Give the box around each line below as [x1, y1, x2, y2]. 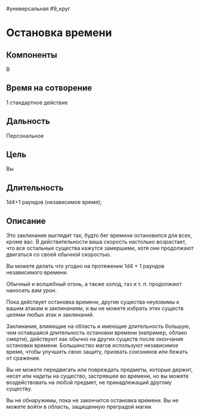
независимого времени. [6, 269, 69, 276]
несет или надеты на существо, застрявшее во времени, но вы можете [6, 372, 189, 379]
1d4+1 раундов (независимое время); [6, 199, 102, 206]
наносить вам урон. [6, 287, 57, 294]
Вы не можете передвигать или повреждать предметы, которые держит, [6, 366, 193, 374]
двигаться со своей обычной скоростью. [6, 251, 112, 258]
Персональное [6, 132, 44, 139]
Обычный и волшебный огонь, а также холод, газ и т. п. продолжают [6, 281, 182, 288]
